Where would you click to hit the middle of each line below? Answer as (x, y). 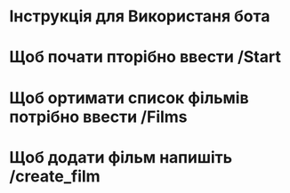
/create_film (55, 176)
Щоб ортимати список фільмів (129, 97)
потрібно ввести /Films (99, 117)
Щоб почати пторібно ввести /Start (145, 57)
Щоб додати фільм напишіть (121, 157)
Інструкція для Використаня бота (140, 16)
